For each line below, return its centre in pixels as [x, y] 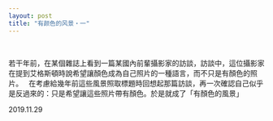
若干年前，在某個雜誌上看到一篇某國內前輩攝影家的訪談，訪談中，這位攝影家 [136, 63]
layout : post [30, 16]
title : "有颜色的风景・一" [49, 23]
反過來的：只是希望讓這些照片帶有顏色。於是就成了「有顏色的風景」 [129, 93]
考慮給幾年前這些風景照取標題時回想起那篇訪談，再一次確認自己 [142, 83]
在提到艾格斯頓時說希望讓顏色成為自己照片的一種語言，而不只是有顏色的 [129, 73]
